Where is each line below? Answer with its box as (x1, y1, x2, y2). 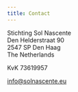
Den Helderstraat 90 (7, 35, 65, 44)
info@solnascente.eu (7, 76, 67, 85)
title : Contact (7, 10, 51, 17)
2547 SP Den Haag (7, 43, 61, 51)
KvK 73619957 (7, 63, 48, 72)
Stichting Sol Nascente (7, 29, 72, 37)
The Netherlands (7, 50, 55, 59)
